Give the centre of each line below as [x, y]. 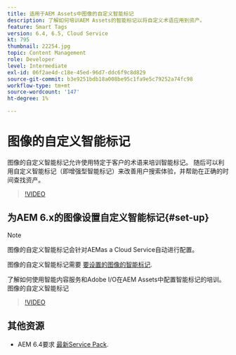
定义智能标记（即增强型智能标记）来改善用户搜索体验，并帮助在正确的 [121, 171]
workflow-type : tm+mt [39, 86]
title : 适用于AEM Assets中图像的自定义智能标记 [71, 14]
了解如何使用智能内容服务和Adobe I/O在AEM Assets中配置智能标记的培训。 [116, 279]
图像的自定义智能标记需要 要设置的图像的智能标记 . [80, 264]
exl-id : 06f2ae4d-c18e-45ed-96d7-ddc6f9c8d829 [77, 72]
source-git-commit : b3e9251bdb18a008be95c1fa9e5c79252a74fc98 [100, 79]
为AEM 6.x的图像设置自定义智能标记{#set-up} [108, 218]
